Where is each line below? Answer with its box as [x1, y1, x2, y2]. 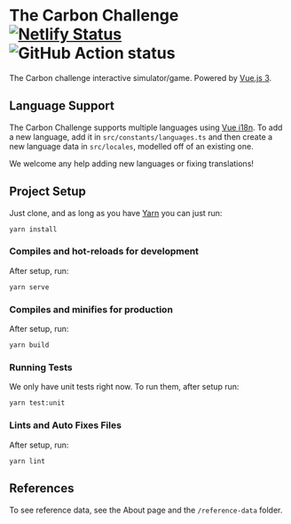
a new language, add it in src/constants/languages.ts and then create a [9, 131, 273, 142]
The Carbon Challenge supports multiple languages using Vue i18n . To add [9, 122, 283, 133]
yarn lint [9, 456, 46, 465]
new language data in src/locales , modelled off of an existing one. [9, 141, 255, 151]
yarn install [9, 224, 58, 234]
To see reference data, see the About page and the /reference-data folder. [9, 504, 283, 515]
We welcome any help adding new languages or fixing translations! [9, 157, 255, 169]
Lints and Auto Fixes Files [9, 419, 122, 431]
